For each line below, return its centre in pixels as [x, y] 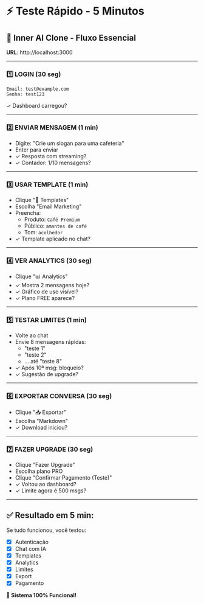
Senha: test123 [25, 94]
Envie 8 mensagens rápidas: [50, 342]
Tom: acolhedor [43, 232]
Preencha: [28, 212]
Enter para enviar [37, 150]
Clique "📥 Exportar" [41, 412]
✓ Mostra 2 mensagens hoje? [52, 285]
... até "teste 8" [43, 362]
